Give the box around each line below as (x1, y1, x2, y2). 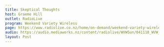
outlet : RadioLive (5, 16, 42, 21)
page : (5, 25, 16, 30)
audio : (5, 30, 19, 35)
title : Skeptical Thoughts (5, 7, 60, 12)
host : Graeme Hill (5, 12, 42, 17)
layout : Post (5, 35, 32, 40)
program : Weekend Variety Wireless (5, 21, 78, 26)
